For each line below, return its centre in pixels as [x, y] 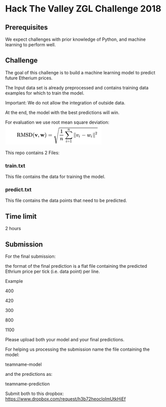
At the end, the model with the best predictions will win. [62, 112]
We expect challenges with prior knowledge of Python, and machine [75, 39]
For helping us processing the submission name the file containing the [77, 349]
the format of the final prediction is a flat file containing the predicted [76, 266]
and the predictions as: [29, 374]
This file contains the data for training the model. [55, 177]
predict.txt [18, 190]
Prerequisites [26, 27]
